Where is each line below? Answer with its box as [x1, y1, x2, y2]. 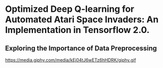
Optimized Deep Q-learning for [5, 3, 134, 15]
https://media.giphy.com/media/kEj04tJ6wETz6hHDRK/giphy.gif [5, 57, 136, 63]
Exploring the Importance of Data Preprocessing [5, 44, 157, 52]
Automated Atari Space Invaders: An [5, 14, 159, 25]
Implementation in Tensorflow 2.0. [5, 25, 150, 35]
